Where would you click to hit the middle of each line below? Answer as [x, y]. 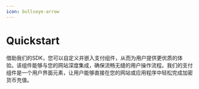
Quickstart [33, 40]
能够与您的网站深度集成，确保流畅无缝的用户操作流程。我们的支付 [112, 65]
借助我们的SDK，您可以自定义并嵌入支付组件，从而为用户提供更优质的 [92, 58]
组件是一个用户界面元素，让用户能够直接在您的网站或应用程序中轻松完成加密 [99, 72]
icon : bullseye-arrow [33, 11]
